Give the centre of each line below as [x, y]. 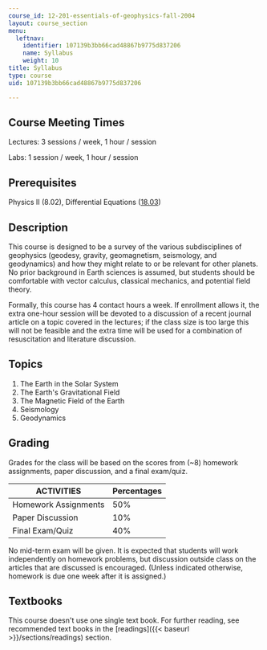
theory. [20, 289]
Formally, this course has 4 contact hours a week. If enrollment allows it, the [134, 305]
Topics [26, 364]
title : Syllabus [35, 68]
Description [38, 227]
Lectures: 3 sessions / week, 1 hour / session [83, 142]
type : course [30, 76]
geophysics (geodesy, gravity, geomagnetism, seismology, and [113, 255]
